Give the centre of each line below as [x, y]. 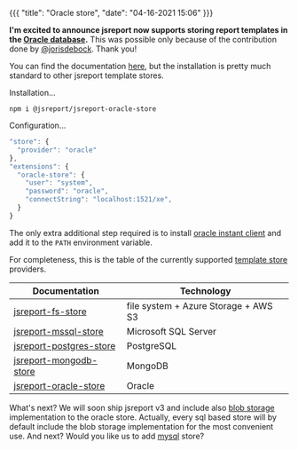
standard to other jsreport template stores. [86, 75]
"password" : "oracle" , [67, 191]
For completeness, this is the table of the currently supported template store [149, 259]
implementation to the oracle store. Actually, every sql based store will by [143, 417]
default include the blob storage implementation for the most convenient [141, 426]
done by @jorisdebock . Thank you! [73, 49]
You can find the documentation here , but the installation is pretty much [140, 66]
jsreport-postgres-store [65, 345]
